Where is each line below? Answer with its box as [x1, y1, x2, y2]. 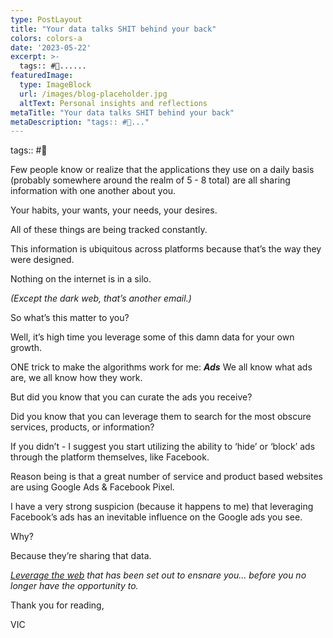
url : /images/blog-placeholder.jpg [19, 89, 168, 99]
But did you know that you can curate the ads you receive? [10, 391, 253, 403]
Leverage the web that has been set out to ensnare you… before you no [10, 569, 307, 581]
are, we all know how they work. [10, 372, 143, 384]
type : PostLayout [10, 14, 83, 25]
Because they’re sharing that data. [10, 550, 152, 562]
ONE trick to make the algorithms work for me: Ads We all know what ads [10, 361, 313, 373]
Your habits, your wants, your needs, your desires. [10, 204, 218, 216]
